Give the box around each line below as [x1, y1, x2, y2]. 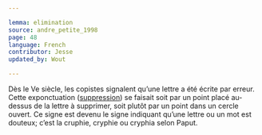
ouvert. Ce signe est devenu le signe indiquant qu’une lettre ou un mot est [8, 110, 252, 119]
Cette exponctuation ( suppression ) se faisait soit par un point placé [8, 93, 230, 102]
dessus [8, 101, 33, 110]
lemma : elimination [8, 18, 73, 26]
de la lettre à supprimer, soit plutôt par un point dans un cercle [34, 101, 240, 110]
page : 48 [8, 33, 38, 41]
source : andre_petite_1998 [8, 25, 98, 34]
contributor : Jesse [8, 48, 73, 56]
